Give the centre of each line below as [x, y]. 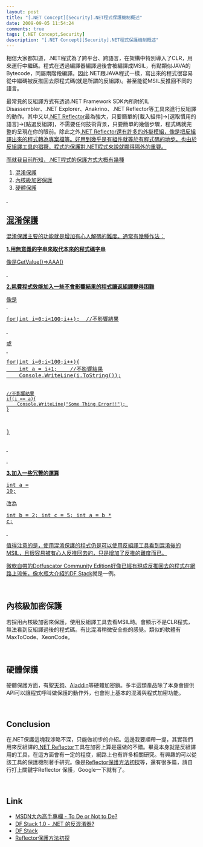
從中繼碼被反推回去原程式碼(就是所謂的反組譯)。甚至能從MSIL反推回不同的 [99, 81]
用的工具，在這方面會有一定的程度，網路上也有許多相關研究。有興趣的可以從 [101, 755]
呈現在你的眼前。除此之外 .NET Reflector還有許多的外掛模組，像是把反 [104, 132]
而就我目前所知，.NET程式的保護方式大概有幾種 [66, 159]
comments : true [25, 29]
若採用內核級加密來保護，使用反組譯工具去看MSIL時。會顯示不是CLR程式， [100, 621]
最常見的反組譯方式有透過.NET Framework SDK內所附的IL [78, 101]
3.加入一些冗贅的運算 [33, 473]
